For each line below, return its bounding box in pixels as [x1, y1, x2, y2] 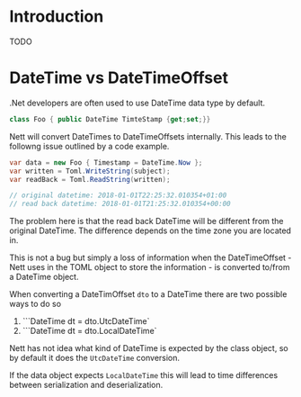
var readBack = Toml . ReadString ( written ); [9, 175, 171, 184]
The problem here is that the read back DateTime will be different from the [9, 216, 284, 227]
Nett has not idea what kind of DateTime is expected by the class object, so [9, 343, 289, 354]
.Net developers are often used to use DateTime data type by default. [9, 97, 266, 108]
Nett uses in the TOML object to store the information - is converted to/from [9, 262, 290, 273]
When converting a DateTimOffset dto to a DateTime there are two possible [9, 289, 288, 300]
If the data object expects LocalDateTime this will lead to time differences [9, 370, 279, 381]
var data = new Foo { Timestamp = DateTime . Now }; [9, 158, 203, 167]
